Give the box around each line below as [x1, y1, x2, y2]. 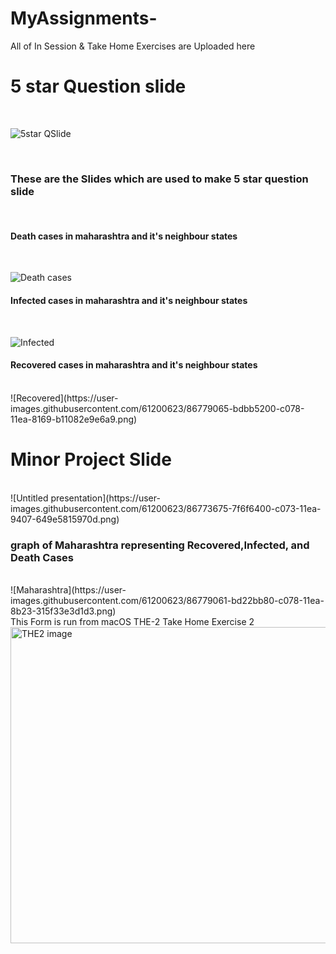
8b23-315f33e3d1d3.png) [10, 605, 117, 617]
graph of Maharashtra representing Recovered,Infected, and [10, 538, 310, 552]
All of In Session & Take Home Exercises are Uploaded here [10, 40, 256, 52]
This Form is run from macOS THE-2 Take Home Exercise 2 [10, 616, 255, 628]
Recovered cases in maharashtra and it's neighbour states [10, 359, 258, 371]
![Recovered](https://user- [10, 392, 119, 404]
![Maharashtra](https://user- [10, 584, 127, 596]
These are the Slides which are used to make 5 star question [10, 172, 309, 186]
